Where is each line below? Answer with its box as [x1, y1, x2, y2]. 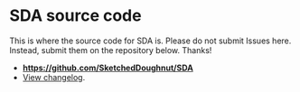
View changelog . [22, 71, 86, 82]
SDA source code [9, 5, 142, 26]
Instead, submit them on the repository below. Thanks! [9, 44, 212, 55]
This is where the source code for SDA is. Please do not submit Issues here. [9, 35, 292, 46]
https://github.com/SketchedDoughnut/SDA [22, 62, 194, 73]
